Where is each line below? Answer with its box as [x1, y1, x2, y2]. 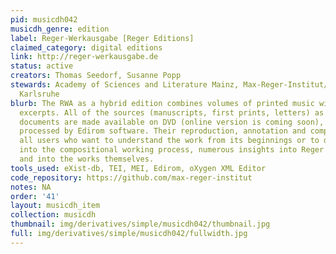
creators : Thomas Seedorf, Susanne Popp [10, 71, 182, 81]
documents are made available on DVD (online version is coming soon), [19, 117, 325, 127]
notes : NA [10, 182, 52, 192]
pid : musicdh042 [10, 14, 78, 25]
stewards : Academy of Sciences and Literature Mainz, [10, 80, 240, 90]
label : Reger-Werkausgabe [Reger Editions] [10, 33, 195, 43]
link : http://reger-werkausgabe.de [10, 52, 159, 62]
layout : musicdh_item [10, 201, 101, 211]
